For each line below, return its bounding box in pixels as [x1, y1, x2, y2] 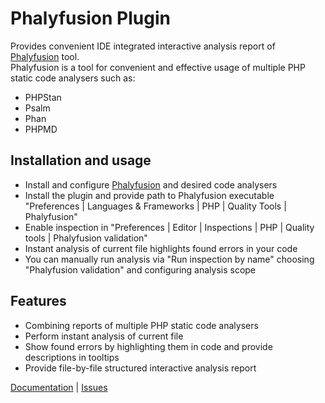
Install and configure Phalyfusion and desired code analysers [24, 178, 278, 191]
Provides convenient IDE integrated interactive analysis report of [10, 40, 276, 52]
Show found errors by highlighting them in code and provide [24, 340, 273, 352]
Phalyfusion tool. [10, 50, 80, 62]
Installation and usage [10, 152, 152, 169]
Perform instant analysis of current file [24, 330, 184, 342]
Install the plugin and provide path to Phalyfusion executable [24, 189, 275, 201]
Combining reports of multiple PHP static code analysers [24, 319, 259, 331]
